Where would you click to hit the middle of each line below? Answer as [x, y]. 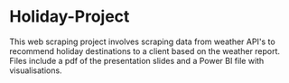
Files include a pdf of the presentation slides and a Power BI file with [137, 60]
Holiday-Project [70, 17]
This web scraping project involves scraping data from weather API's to [142, 41]
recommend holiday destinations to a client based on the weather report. [145, 51]
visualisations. [36, 70]
